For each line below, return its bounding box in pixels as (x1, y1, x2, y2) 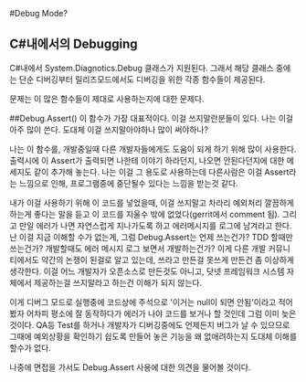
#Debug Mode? (9, 8, 69, 18)
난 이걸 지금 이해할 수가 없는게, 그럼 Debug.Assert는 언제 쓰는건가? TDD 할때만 (9, 231, 294, 242)
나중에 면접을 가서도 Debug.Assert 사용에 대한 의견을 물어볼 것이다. (9, 361, 251, 373)
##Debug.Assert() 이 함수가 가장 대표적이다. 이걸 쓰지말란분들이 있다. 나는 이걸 (9, 112, 294, 123)
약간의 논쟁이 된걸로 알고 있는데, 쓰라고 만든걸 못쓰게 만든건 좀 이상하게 (40, 254, 295, 265)
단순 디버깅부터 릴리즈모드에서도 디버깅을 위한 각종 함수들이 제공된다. (18, 73, 266, 85)
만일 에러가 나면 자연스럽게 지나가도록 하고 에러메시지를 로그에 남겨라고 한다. (18, 219, 292, 231)
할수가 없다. (9, 342, 52, 353)
